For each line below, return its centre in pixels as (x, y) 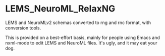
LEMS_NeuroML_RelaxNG (60, 9)
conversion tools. (23, 27)
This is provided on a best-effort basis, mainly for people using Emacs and (82, 37)
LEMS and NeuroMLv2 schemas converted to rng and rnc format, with (78, 22)
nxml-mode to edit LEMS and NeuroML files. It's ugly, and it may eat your (81, 42)
